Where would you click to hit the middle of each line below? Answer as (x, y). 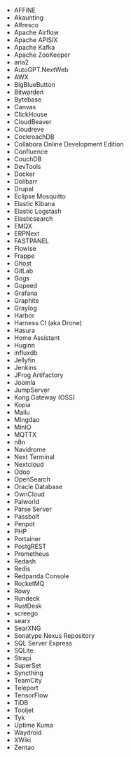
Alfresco (26, 25)
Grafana (26, 293)
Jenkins (25, 368)
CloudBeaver (33, 122)
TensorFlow (31, 695)
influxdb (26, 353)
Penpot (24, 524)
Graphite (27, 300)
